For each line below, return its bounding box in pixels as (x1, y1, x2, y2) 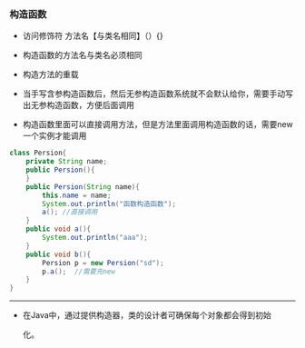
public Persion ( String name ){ (25, 182, 141, 192)
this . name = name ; (42, 191, 112, 200)
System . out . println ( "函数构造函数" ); (42, 199, 177, 208)
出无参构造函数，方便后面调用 (22, 100, 134, 111)
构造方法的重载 (22, 69, 79, 80)
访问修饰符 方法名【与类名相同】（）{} (22, 30, 163, 42)
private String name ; (25, 157, 107, 166)
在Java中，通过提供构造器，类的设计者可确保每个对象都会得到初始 (22, 310, 272, 321)
